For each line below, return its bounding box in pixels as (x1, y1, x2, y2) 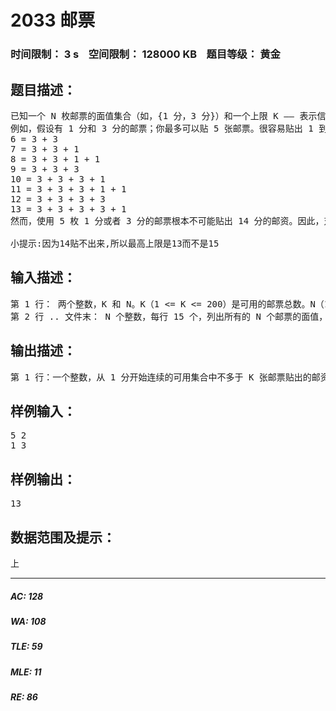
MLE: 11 (10, 666, 42, 678)
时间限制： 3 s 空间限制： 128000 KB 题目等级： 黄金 (10, 47, 281, 61)
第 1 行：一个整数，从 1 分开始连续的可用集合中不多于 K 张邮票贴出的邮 (10, 371, 321, 383)
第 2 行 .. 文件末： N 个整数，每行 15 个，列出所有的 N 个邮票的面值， (10, 311, 328, 322)
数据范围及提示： (10, 529, 116, 546)
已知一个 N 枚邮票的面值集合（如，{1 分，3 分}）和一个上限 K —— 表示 (10, 110, 318, 121)
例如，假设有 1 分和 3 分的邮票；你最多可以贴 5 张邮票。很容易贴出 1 (10, 122, 314, 134)
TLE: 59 (10, 641, 43, 653)
